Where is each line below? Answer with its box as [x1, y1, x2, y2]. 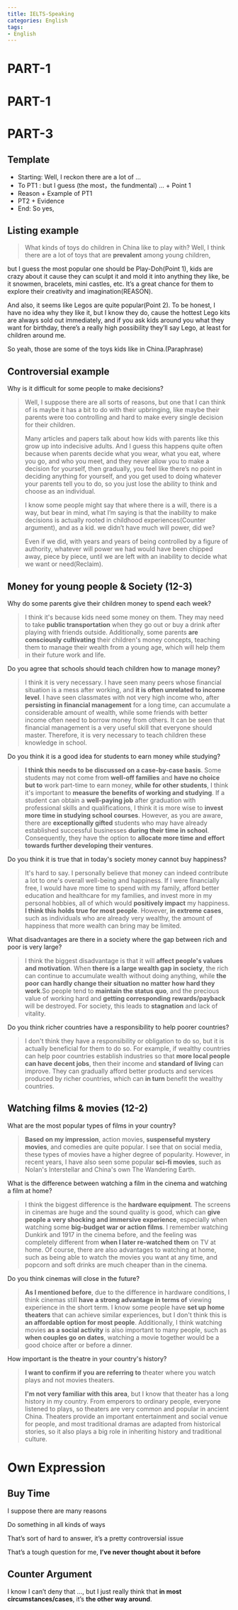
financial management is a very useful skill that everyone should [24, 723, 212, 732]
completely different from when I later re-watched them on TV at [24, 1238, 216, 1246]
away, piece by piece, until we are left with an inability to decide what [24, 553, 227, 561]
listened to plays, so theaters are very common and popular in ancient [24, 1404, 229, 1413]
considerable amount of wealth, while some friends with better [24, 709, 208, 717]
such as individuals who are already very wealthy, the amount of [24, 914, 213, 923]
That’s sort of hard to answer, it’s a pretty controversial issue [7, 1533, 184, 1543]
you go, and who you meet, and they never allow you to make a [24, 457, 210, 465]
